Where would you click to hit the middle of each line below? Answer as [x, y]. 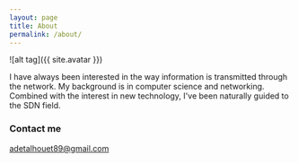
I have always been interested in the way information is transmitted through [149, 77]
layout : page [34, 17]
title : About [34, 26]
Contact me [35, 129]
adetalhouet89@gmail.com [59, 148]
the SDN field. [35, 106]
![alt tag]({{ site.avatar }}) [56, 60]
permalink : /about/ [46, 34]
